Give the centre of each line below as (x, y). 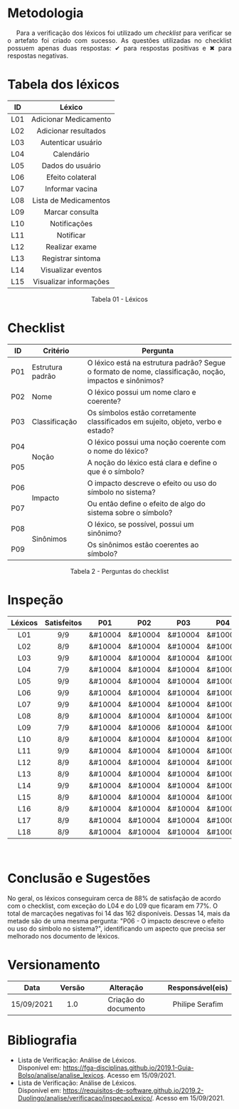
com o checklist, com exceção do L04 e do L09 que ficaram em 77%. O (113, 906)
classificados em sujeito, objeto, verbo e (154, 421)
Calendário (71, 153)
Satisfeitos (64, 622)
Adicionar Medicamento (71, 119)
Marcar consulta (71, 212)
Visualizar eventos (71, 270)
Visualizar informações (71, 281)
